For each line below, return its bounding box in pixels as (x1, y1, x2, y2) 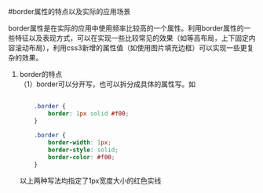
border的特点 (19, 70, 63, 78)
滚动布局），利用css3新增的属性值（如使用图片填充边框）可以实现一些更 (14, 43, 247, 53)
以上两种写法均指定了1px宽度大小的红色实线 (19, 176, 162, 185)
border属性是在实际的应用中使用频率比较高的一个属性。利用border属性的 (8, 24, 245, 33)
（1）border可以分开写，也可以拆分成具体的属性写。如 (19, 79, 196, 89)
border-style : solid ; (48, 146, 119, 155)
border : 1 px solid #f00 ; (48, 109, 130, 118)
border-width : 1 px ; (48, 139, 111, 147)
